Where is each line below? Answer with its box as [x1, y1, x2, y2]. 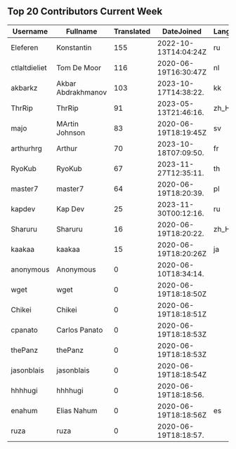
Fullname [65, 26, 98, 36]
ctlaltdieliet [11, 62, 47, 72]
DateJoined [162, 26, 202, 36]
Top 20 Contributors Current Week [7, 6, 163, 18]
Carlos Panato [55, 325, 103, 335]
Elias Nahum [55, 406, 98, 415]
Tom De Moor [55, 62, 102, 72]
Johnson [55, 128, 86, 138]
